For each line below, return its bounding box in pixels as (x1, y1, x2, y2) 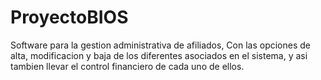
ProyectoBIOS (10, 6, 129, 29)
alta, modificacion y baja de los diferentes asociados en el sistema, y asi (10, 49, 308, 61)
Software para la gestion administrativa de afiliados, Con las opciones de (10, 39, 312, 51)
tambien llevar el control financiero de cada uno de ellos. (10, 60, 245, 72)
